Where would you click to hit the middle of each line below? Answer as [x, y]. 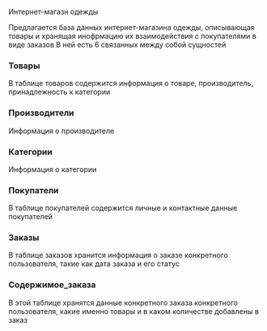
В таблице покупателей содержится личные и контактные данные [123, 208]
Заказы [24, 238]
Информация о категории [53, 169]
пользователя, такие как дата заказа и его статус [94, 264]
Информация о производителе [61, 131]
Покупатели [34, 190]
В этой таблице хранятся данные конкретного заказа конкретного [123, 303]
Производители [41, 113]
